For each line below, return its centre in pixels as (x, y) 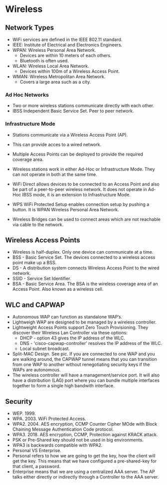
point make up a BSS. (34, 263)
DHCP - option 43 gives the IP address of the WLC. (73, 338)
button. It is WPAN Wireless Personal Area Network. (66, 209)
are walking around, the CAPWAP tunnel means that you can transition (84, 359)
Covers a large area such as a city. (55, 82)
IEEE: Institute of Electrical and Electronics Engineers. (67, 45)
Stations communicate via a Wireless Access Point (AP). (70, 135)
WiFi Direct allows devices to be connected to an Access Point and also (86, 184)
